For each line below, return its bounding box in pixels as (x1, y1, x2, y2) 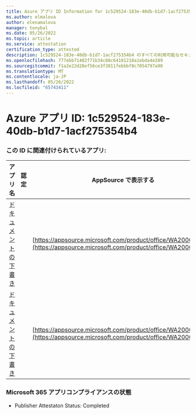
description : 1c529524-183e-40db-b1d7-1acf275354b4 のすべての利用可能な (6, 52, 180, 58)
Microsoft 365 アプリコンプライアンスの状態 (6, 388, 132, 396)
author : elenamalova (6, 19, 57, 25)
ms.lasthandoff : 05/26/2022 (6, 79, 75, 85)
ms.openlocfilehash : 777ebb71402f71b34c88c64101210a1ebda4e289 (6, 57, 163, 63)
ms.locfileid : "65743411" (6, 85, 69, 91)
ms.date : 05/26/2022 (6, 30, 57, 36)
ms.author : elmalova (6, 14, 57, 20)
